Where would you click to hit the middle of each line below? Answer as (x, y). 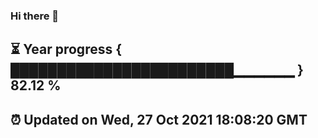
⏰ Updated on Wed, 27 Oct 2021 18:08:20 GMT (159, 119)
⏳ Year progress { (66, 49)
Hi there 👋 (35, 16)
